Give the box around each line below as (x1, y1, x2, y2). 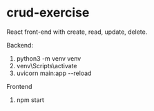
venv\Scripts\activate (16, 61, 77, 70)
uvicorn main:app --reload (16, 69, 92, 77)
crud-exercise (6, 5, 90, 21)
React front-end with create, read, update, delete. (6, 28, 148, 36)
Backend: (6, 41, 34, 49)
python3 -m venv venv (16, 54, 81, 63)
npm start (16, 95, 44, 104)
